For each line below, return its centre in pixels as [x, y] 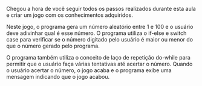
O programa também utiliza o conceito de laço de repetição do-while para [98, 57]
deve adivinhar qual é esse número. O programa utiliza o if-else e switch [96, 33]
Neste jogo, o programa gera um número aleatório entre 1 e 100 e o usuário [100, 27]
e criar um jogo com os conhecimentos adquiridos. [70, 15]
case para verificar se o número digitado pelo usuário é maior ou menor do [100, 39]
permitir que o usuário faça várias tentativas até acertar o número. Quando [99, 64]
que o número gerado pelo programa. [53, 46]
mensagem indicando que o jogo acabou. [58, 77]
